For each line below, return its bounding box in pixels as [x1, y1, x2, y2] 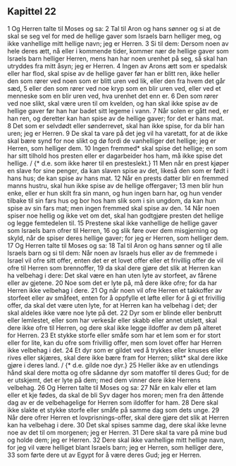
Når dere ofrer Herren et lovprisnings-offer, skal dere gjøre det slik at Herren [7, 413, 230, 422]
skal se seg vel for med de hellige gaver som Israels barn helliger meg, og [7, 32, 222, 40]
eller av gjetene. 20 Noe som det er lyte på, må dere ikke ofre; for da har [7, 278, 218, 287]
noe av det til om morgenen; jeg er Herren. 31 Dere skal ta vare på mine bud [7, 428, 228, 436]
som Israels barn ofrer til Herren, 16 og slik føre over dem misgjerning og [7, 226, 218, 234]
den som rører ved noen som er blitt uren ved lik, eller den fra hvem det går [7, 77, 225, 85]
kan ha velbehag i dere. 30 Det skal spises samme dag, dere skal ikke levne [7, 420, 227, 429]
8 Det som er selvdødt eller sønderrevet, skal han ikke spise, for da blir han [7, 121, 225, 130]
